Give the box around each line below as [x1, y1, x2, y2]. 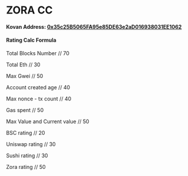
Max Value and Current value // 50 [6, 118, 89, 125]
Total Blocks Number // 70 [6, 49, 69, 56]
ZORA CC [6, 4, 53, 17]
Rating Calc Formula [6, 36, 57, 44]
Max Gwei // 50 [6, 72, 43, 79]
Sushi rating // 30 [6, 152, 48, 159]
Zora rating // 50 [6, 163, 46, 170]
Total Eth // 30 [6, 61, 41, 68]
